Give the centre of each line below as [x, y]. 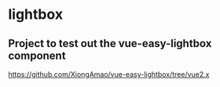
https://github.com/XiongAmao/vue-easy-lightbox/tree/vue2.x [109, 74]
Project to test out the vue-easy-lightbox [110, 43]
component [37, 55]
